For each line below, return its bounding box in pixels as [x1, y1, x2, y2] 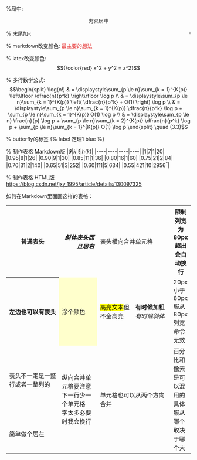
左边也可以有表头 [9, 308, 57, 316]
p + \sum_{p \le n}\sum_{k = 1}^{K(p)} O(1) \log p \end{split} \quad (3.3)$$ [9, 124, 188, 130]
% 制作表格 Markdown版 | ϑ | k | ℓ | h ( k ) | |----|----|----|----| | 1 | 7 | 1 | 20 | [6, 148, 165, 155]
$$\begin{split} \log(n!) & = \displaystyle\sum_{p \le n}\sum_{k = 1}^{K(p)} [9, 86, 188, 93]
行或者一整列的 [9, 380, 51, 389]
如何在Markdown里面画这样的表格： [6, 192, 94, 199]
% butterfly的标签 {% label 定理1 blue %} [6, 135, 105, 142]
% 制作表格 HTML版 [6, 173, 55, 180]
